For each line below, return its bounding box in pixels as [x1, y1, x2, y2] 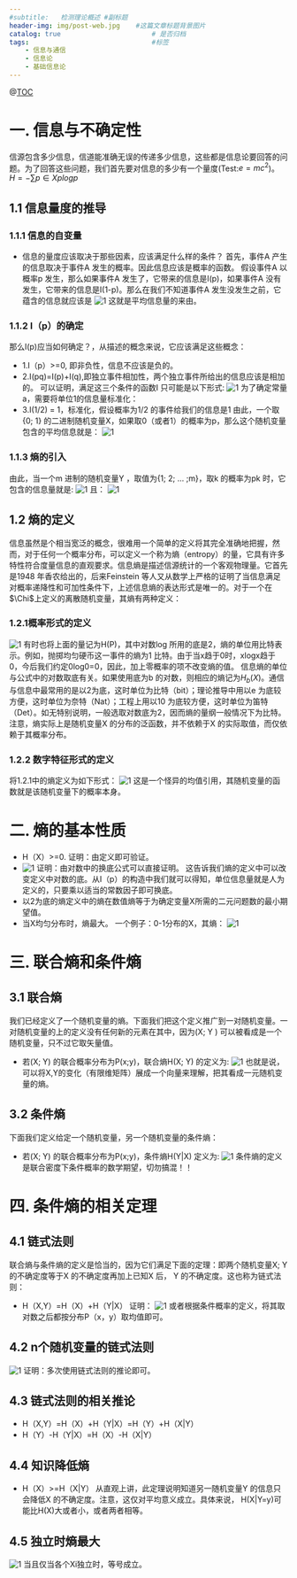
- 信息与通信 [25, 46, 66, 55]
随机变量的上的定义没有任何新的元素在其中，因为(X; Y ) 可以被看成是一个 [16, 1026, 283, 1037]
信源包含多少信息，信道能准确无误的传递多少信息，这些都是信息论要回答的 [9, 151, 280, 162]
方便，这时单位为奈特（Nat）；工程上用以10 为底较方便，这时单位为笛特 [9, 696, 269, 707]
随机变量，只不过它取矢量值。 [9, 1037, 118, 1048]
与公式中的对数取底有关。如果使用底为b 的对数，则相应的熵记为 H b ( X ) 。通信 [9, 672, 285, 685]
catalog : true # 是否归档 [9, 29, 187, 38]
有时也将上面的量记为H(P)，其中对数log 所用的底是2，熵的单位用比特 [23, 638, 276, 649]
